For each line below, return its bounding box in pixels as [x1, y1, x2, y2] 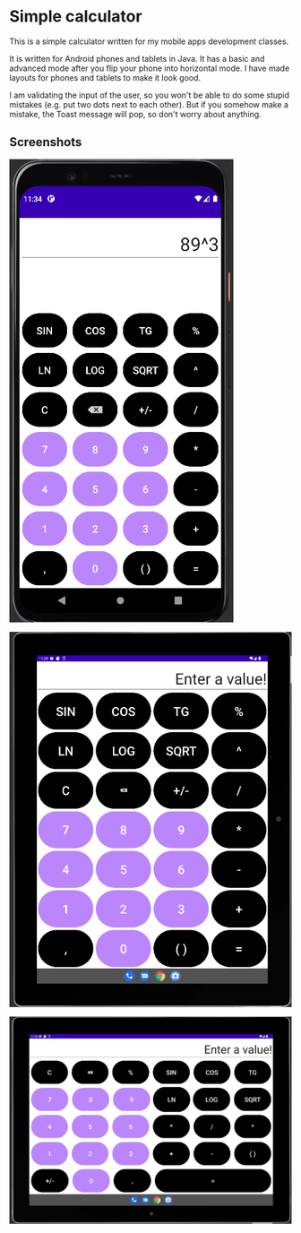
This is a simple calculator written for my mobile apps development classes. [9, 36, 289, 47]
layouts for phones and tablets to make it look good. [9, 72, 202, 82]
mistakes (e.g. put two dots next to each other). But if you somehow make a [9, 99, 289, 109]
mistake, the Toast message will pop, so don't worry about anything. [9, 108, 262, 119]
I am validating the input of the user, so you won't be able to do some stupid [9, 90, 289, 100]
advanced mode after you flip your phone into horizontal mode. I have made [9, 63, 290, 73]
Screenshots [9, 134, 82, 150]
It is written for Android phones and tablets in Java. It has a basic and [9, 53, 265, 64]
